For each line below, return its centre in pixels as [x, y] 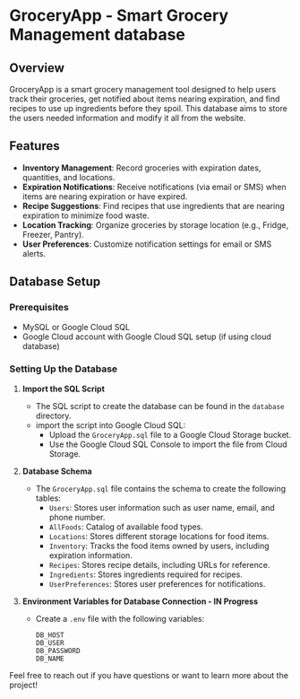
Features [34, 146]
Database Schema [57, 471]
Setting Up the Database [64, 369]
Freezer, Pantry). [53, 234]
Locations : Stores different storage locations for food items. [159, 536]
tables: [48, 498]
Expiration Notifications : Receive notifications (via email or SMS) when [154, 187]
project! [24, 685]
